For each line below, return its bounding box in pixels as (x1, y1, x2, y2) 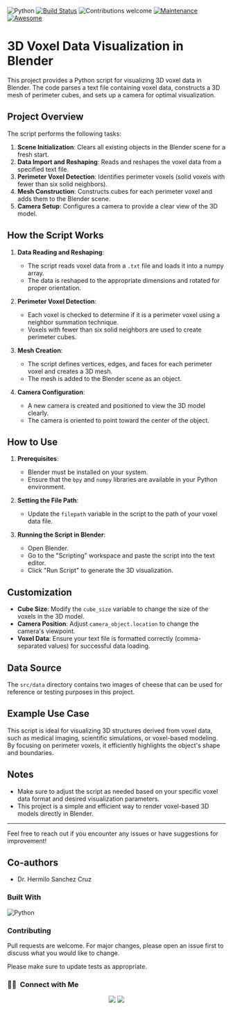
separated (17, 642, 47, 650)
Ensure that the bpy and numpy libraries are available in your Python (27, 475, 218, 484)
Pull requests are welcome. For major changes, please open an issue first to (7, 942, 224, 950)
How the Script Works (7, 229, 104, 241)
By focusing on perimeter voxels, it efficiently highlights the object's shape (7, 741, 221, 749)
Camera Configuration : (17, 388, 85, 396)
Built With (7, 893, 42, 902)
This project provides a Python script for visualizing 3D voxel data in (7, 76, 202, 84)
